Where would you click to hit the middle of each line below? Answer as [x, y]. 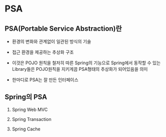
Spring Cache [26, 129]
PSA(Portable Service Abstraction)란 [63, 28]
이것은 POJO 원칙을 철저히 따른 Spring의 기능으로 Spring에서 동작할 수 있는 [86, 63]
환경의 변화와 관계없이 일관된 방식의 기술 [51, 41]
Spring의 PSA [26, 97]
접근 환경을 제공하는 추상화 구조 [43, 52]
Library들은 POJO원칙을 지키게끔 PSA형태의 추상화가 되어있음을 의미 [80, 69]
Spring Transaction [32, 119]
